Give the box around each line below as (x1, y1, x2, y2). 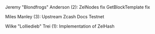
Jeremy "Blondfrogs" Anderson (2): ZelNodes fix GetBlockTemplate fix (5, 4, 151, 10)
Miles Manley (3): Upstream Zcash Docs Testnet (5, 14, 105, 19)
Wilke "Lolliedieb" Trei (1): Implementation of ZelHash (5, 23, 115, 29)
